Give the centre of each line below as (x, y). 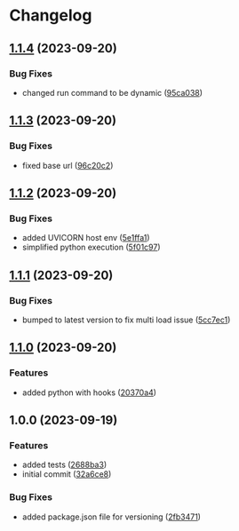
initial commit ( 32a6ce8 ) (67, 474)
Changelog (51, 16)
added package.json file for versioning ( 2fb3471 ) (112, 517)
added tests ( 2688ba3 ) (64, 465)
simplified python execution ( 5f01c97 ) (92, 247)
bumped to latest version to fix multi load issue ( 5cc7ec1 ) (126, 320)
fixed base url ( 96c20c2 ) (68, 165)
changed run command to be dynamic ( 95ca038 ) (112, 92)
